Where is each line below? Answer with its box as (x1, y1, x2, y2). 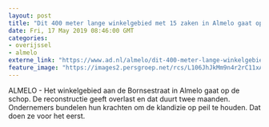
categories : (8, 34, 48, 42)
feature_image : (8, 64, 59, 72)
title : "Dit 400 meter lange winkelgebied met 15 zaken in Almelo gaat (8, 19, 252, 27)
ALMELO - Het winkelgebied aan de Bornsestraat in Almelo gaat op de (8, 85, 240, 95)
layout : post (8, 11, 52, 20)
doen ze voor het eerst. (8, 111, 86, 121)
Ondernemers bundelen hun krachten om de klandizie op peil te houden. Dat (8, 102, 261, 112)
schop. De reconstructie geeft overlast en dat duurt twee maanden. (8, 93, 231, 104)
